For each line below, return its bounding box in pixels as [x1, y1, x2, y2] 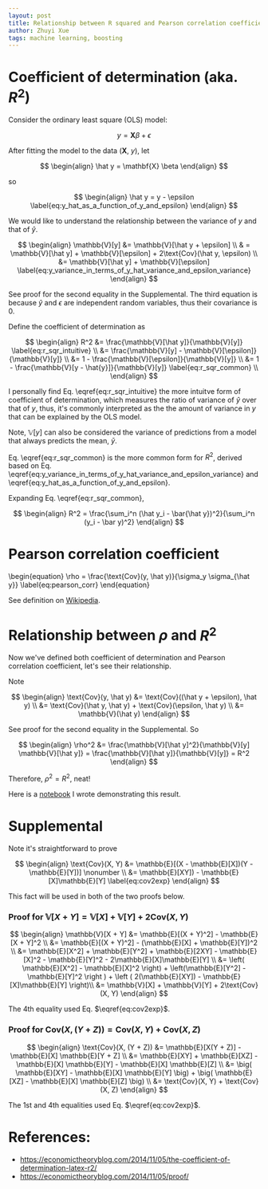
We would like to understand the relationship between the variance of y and [8, 216, 257, 226]
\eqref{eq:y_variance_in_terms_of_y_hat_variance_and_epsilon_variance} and [8, 470, 259, 479]
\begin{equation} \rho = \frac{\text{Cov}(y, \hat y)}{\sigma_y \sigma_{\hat [8, 572, 250, 581]
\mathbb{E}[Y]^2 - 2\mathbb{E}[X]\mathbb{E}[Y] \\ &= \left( [47, 955, 245, 965]
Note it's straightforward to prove [8, 843, 118, 853]
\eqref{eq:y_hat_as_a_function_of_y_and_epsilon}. [8, 478, 171, 487]
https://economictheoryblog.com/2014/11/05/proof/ [19, 1171, 189, 1181]
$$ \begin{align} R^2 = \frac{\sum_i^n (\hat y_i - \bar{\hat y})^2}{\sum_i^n [13, 509, 255, 518]
